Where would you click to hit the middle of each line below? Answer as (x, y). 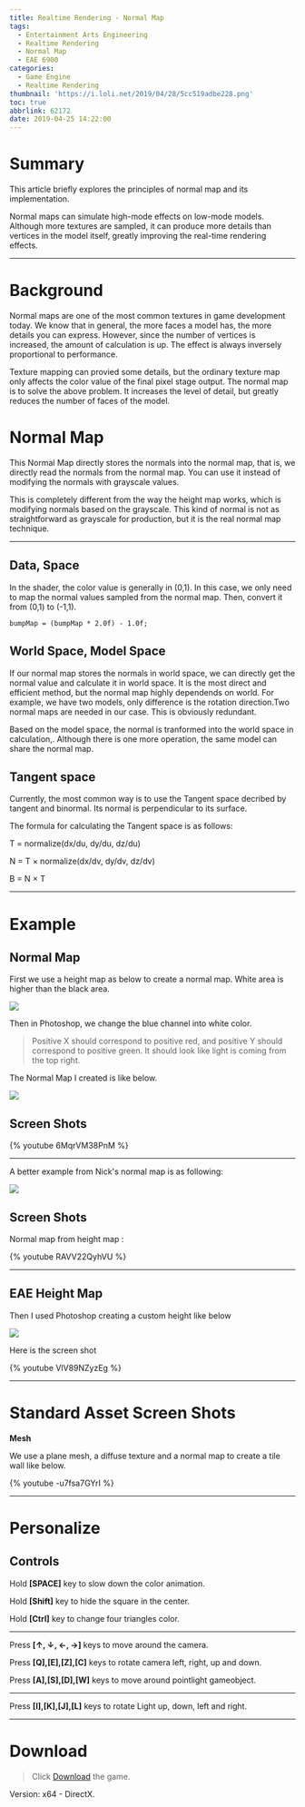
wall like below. (38, 1465)
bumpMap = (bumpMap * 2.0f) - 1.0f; (79, 623)
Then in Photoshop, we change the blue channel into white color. (131, 1023)
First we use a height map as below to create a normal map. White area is (147, 979)
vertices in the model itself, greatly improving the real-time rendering (138, 236)
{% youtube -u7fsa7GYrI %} (62, 1483)
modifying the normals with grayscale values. (94, 481)
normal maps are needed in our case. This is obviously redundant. (133, 711)
